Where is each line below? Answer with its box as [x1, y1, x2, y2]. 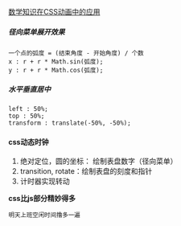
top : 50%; [8, 112, 45, 120]
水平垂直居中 [8, 84, 51, 94]
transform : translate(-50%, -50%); [8, 119, 131, 127]
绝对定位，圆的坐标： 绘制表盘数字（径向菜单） [19, 156, 178, 166]
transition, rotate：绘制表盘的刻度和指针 [19, 166, 153, 176]
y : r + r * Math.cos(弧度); [8, 66, 104, 74]
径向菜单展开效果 [8, 27, 65, 36]
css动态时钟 [8, 137, 49, 146]
